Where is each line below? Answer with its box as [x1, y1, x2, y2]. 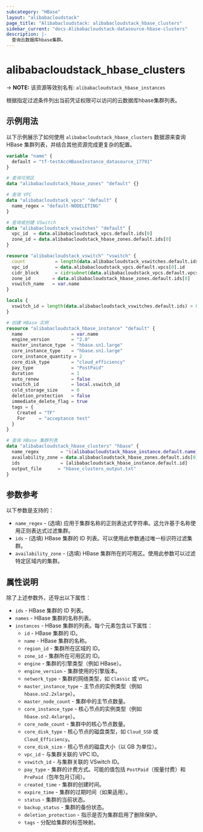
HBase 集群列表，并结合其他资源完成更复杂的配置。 [6, 140, 135, 148]
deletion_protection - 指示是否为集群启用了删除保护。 [24, 811, 161, 818]
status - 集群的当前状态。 [24, 796, 89, 803]
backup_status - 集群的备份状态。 [24, 804, 108, 811]
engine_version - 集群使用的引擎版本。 [24, 667, 121, 675]
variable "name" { [6, 152, 53, 159]
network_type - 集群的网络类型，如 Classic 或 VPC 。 [24, 675, 152, 682]
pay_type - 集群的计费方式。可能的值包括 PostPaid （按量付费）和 [24, 766, 186, 773]
